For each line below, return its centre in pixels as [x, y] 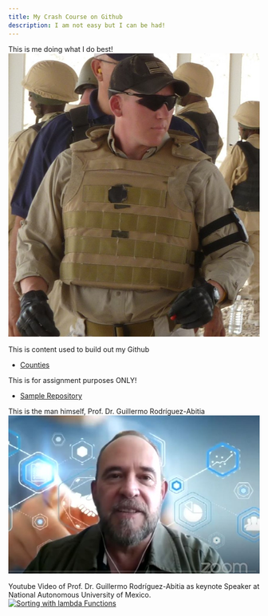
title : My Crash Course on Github [66, 17]
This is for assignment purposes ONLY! [73, 381]
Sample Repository [51, 396]
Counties [35, 365]
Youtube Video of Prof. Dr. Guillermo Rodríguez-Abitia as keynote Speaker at [134, 586]
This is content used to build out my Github [79, 349]
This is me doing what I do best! [61, 49]
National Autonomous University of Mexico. [80, 595]
